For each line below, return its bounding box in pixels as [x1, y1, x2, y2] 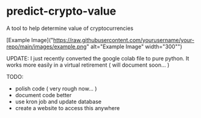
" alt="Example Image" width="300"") [86, 43, 183, 50]
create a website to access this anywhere [15, 104, 120, 111]
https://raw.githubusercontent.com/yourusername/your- [53, 36, 194, 43]
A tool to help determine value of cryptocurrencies [6, 24, 134, 32]
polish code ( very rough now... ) [15, 84, 97, 92]
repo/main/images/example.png [6, 43, 87, 50]
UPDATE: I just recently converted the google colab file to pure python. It [6, 54, 189, 62]
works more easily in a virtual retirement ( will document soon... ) [6, 61, 170, 68]
